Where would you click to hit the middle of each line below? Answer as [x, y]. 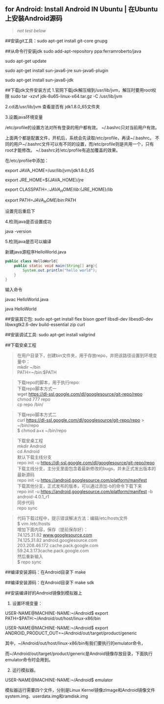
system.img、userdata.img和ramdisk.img [47, 696]
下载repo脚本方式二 [37, 414]
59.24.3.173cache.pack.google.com [53, 551]
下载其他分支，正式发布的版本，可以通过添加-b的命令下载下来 [79, 486]
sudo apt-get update [26, 61]
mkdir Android [31, 446]
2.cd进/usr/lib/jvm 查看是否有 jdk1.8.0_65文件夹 [53, 106]
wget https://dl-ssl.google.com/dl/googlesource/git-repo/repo [80, 394]
